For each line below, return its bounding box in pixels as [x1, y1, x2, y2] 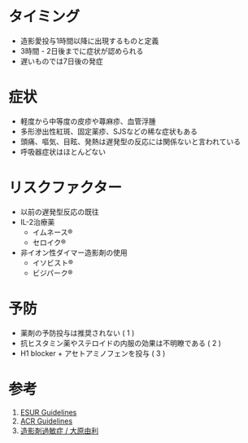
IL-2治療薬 [20, 217, 55, 226]
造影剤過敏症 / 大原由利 [20, 425, 99, 436]
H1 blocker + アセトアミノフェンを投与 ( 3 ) [20, 348, 166, 358]
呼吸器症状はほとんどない [20, 147, 107, 156]
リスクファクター [8, 178, 122, 197]
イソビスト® [32, 257, 73, 267]
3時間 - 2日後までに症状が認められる [20, 46, 144, 55]
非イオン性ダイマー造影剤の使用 [20, 248, 128, 257]
